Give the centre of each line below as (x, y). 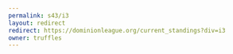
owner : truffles (35, 38)
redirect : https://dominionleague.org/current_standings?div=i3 (117, 30)
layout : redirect (37, 23)
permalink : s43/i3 (39, 15)
